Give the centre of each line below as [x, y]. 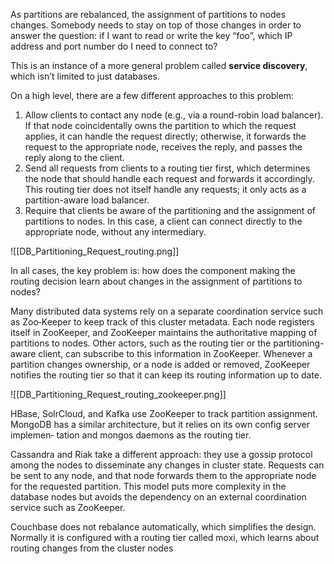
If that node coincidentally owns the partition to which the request [160, 125]
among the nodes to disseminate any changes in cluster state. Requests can [167, 465]
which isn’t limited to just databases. [85, 76]
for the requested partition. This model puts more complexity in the [148, 486]
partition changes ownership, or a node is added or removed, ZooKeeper [160, 364]
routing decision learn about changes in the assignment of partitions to [156, 281]
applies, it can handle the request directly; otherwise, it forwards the [165, 136]
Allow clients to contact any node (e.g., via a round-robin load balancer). [174, 115]
